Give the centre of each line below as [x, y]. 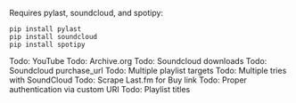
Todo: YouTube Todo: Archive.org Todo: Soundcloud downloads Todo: [138, 61]
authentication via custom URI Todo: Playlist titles [100, 89]
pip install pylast [45, 29]
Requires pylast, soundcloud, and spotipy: [86, 13]
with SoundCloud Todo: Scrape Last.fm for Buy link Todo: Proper [128, 80]
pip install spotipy [48, 44]
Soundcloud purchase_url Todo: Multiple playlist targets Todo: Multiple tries [148, 71]
